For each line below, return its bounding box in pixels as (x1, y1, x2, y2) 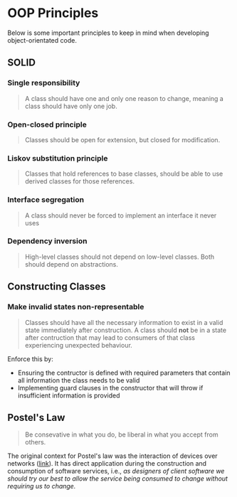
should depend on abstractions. (24, 260, 119, 268)
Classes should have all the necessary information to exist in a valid (24, 318, 223, 326)
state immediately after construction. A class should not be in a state (24, 326, 226, 334)
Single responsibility (7, 78, 80, 88)
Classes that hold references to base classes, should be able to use (24, 169, 223, 178)
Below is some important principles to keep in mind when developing (7, 28, 209, 37)
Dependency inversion (7, 236, 88, 246)
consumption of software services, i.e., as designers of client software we (7, 467, 225, 476)
